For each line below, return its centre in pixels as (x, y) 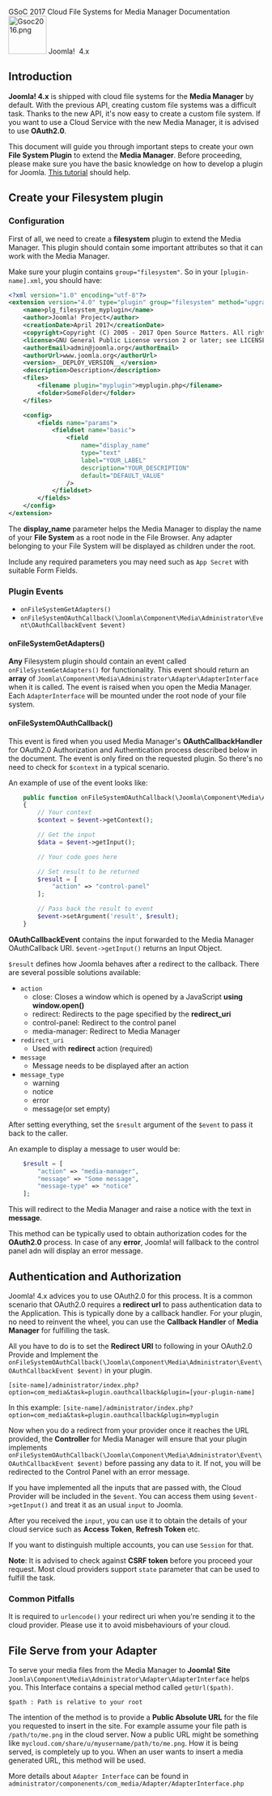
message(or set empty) (71, 1109)
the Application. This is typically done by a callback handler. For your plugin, (136, 1313)
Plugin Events (36, 591)
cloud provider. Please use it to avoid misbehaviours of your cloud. (119, 1625)
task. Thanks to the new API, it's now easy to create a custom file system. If (134, 114)
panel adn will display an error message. (76, 1251)
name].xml (25, 281)
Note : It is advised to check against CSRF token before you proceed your (131, 1561)
